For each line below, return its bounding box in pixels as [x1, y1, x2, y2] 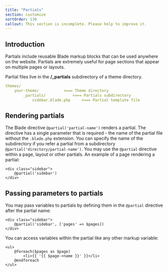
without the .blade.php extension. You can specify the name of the [5, 135, 143, 141]
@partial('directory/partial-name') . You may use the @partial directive [5, 146, 157, 152]
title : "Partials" [5, 7, 44, 13]
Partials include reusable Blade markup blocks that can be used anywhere [5, 53, 158, 59]
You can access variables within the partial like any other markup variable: [5, 235, 159, 241]
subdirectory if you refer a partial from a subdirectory [5, 141, 115, 147]
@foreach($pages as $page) [14, 249, 71, 254]
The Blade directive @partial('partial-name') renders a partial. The [5, 125, 146, 131]
